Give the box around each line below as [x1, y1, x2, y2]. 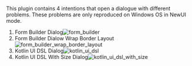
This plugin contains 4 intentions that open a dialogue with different [6, 5, 171, 12]
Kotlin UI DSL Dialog [14, 47, 64, 54]
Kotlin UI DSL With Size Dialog [14, 54, 89, 60]
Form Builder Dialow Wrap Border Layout [14, 35, 114, 41]
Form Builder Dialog [14, 29, 63, 36]
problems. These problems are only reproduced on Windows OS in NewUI [6, 11, 186, 18]
